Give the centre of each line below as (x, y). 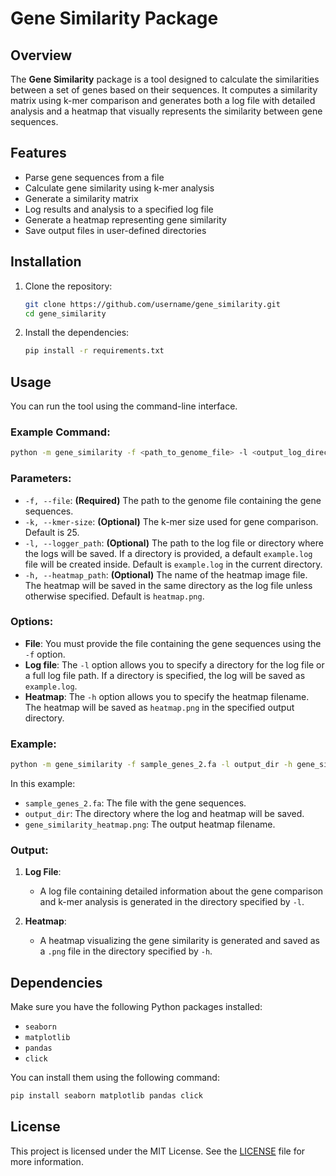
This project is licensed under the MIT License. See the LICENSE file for (158, 1151)
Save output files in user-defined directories (115, 230)
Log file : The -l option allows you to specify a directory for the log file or (174, 664)
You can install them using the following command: (115, 1078)
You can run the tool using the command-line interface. (124, 406)
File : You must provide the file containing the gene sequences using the (173, 643)
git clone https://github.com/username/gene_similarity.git (152, 304)
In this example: (43, 783)
